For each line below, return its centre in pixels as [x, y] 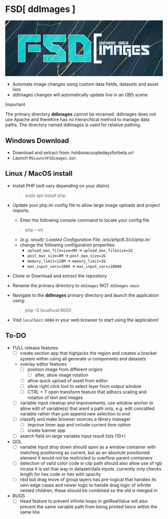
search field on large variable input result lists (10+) [73, 436]
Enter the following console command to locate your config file [84, 220]
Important [15, 105]
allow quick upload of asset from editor [68, 380]
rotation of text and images [55, 397]
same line [30, 512]
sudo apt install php [45, 195]
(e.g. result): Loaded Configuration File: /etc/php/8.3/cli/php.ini [85, 239]
